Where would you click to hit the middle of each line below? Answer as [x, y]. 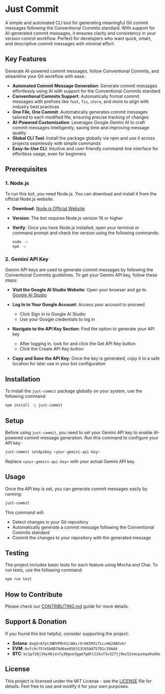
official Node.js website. [30, 199]
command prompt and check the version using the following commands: [86, 233]
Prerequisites [26, 169]
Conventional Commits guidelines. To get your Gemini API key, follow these [81, 275]
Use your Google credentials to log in [57, 319]
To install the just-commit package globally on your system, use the [74, 391]
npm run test [18, 579]
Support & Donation [36, 622]
